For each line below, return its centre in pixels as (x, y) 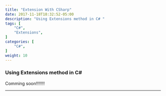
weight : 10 (16, 55)
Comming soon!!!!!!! (25, 83)
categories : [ (20, 42)
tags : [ (13, 23)
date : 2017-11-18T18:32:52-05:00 (40, 14)
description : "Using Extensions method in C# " (55, 19)
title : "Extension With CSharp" (38, 10)
